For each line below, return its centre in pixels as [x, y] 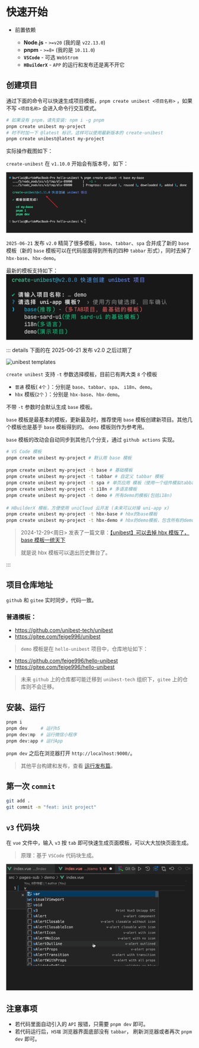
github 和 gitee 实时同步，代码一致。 [52, 600]
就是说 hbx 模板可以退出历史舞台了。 [65, 553]
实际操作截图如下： [30, 151]
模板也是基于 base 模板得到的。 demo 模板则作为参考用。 [79, 427]
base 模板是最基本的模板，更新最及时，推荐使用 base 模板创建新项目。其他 [97, 419]
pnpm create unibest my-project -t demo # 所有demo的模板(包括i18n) [89, 495]
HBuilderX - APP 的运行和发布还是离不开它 [74, 64]
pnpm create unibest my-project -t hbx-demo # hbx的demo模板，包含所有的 [95, 521]
